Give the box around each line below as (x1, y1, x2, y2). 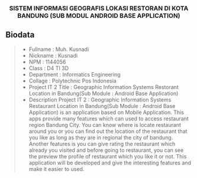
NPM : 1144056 (28, 58, 66, 65)
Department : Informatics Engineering (28, 71, 121, 78)
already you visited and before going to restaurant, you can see (28, 147, 184, 154)
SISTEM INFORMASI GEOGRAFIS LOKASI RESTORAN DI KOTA (9, 4, 189, 12)
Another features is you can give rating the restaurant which (28, 140, 176, 147)
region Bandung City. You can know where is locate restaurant (28, 121, 182, 128)
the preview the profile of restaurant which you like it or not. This (28, 152, 187, 160)
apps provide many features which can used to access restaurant (28, 115, 189, 122)
